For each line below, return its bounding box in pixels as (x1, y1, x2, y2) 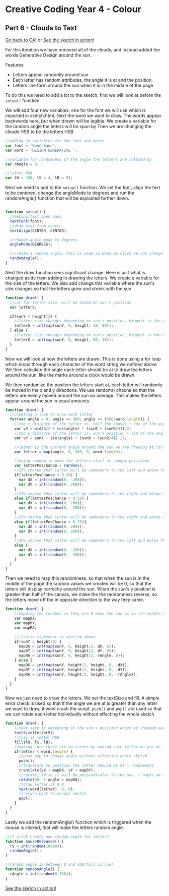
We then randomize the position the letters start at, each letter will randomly (5, 382, 162, 388)
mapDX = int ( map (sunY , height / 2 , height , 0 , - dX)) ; (18, 663, 129, 668)
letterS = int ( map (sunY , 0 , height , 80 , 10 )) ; (14, 337, 114, 342)
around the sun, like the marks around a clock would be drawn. (5, 372, 136, 378)
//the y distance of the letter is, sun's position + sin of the (14, 431, 154, 436)
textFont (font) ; (10, 218, 44, 224)
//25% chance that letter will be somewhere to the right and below (14, 491, 161, 496)
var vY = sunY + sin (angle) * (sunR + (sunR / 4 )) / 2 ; (14, 435, 127, 441)
